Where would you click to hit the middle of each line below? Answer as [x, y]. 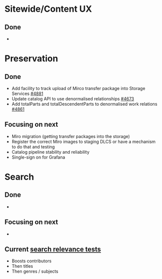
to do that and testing [33, 147]
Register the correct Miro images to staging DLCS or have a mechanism [83, 141]
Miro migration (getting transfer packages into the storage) [71, 136]
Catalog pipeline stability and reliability [51, 152]
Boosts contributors [31, 261]
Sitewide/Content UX [48, 9]
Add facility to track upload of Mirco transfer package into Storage [78, 88]
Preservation [31, 58]
